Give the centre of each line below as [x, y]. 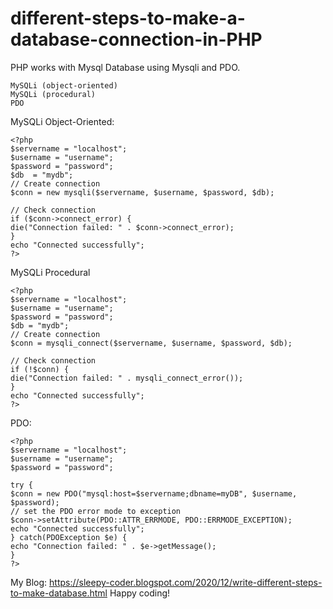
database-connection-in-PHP [136, 39]
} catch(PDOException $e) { [69, 537]
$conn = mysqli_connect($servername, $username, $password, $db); [151, 343]
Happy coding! [140, 593]
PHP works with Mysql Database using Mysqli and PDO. [125, 67]
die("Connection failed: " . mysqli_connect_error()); [127, 378]
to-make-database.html [59, 593]
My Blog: [29, 582]
